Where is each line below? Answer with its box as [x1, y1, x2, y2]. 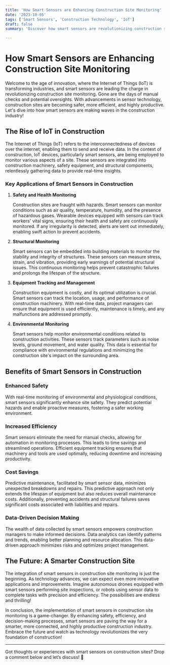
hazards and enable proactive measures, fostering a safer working [5, 405, 144, 411]
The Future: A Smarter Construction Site [5, 557, 135, 566]
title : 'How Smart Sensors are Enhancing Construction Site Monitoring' [5, 7, 162, 13]
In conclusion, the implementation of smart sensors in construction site [5, 607, 153, 613]
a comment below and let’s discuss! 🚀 [5, 654, 84, 660]
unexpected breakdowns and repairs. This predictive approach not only [5, 485, 154, 491]
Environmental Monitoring [12, 321, 69, 327]
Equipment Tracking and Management [12, 280, 95, 286]
